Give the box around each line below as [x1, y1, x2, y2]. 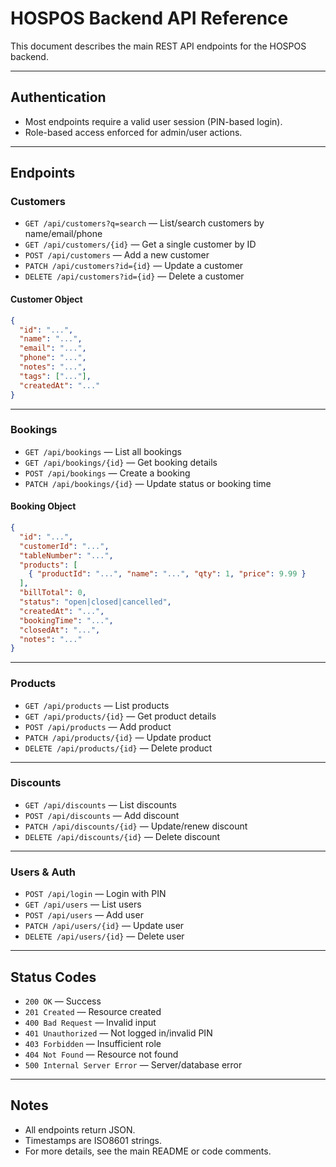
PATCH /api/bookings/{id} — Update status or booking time [24, 477, 272, 489]
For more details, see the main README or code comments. [24, 1145, 272, 1157]
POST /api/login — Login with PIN [24, 888, 167, 900]
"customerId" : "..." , [19, 541, 110, 551]
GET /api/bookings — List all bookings [24, 445, 182, 457]
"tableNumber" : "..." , [19, 550, 114, 561]
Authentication [10, 89, 107, 106]
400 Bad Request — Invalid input [24, 1016, 157, 1028]
